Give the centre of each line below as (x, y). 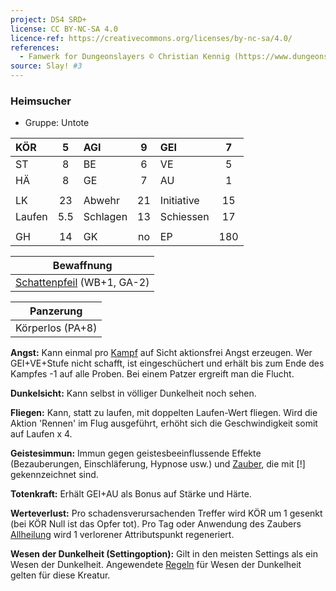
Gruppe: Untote (57, 123)
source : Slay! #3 (46, 66)
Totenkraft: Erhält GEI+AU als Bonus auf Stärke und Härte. (131, 494)
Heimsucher (41, 101)
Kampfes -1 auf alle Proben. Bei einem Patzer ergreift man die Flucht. (152, 374)
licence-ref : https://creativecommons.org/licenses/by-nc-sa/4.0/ (151, 38)
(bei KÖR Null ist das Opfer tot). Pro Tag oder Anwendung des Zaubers (156, 524)
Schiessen (184, 217)
